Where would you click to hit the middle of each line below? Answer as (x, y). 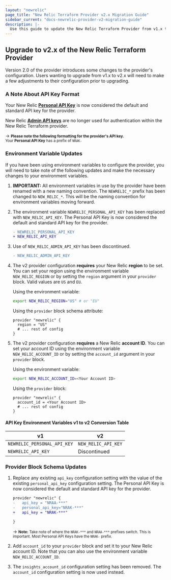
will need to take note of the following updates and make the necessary (80, 170)
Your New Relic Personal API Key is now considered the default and (77, 105)
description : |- (22, 24)
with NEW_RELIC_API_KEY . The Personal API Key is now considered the (85, 217)
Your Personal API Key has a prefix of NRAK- (44, 141)
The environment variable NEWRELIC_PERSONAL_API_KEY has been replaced (89, 212)
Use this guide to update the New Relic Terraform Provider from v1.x (86, 29)
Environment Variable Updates (44, 154)
